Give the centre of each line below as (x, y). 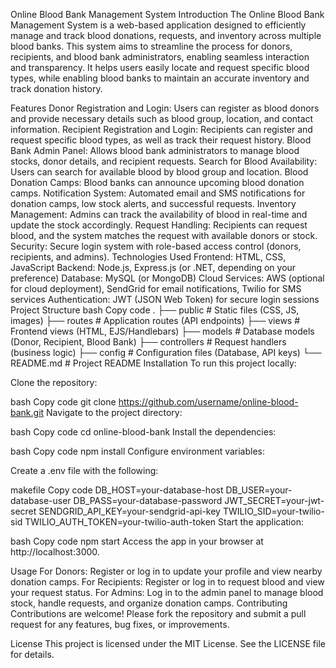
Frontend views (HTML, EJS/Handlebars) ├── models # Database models (162, 331)
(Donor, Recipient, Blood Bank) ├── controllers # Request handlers (148, 342)
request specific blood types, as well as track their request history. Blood (161, 140)
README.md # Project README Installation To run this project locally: (153, 363)
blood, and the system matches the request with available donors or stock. (164, 235)
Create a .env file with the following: (84, 470)
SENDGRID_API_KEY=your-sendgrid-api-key (129, 511)
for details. (32, 654)
